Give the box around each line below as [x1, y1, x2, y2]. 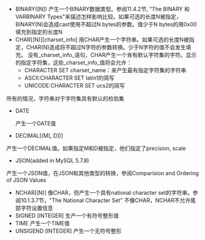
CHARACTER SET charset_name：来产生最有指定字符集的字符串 [24, 67, 187, 73]
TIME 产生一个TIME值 [15, 220, 70, 227]
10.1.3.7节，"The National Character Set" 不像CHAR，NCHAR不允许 [20, 197, 191, 204]
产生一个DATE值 [15, 120, 56, 127]
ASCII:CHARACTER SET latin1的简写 [24, 74, 115, 81]
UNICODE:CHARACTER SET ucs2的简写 [24, 82, 125, 89]
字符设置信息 [20, 204, 53, 211]
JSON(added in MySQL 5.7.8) [15, 157, 89, 164]
